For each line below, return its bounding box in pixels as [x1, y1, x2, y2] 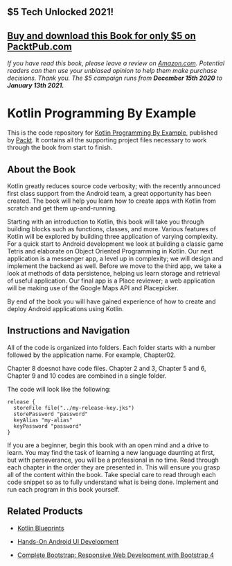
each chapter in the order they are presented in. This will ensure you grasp [7, 463, 220, 472]
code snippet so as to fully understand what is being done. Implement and [7, 478, 220, 486]
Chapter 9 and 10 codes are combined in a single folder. [7, 372, 167, 380]
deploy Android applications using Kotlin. [7, 304, 124, 313]
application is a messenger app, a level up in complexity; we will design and [7, 254, 224, 263]
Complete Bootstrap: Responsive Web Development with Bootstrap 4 [17, 551, 215, 559]
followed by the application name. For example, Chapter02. [7, 351, 177, 359]
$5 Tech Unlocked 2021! [7, 6, 114, 18]
